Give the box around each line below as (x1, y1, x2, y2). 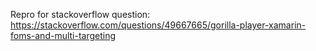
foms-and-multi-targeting (10, 30, 117, 41)
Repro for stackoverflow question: (10, 9, 151, 20)
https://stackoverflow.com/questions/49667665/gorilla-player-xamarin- (10, 19, 307, 31)
